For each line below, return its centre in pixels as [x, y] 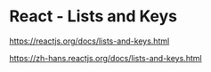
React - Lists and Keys [93, 16]
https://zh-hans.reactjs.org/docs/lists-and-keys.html [105, 58]
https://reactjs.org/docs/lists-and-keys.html [89, 41]
